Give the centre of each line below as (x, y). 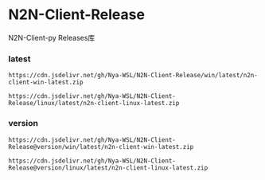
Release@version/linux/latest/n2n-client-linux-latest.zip (108, 168)
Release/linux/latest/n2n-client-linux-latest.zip (94, 104)
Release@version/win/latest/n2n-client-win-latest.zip (101, 147)
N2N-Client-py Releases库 (52, 37)
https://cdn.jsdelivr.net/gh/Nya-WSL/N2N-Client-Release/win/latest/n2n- (133, 76)
